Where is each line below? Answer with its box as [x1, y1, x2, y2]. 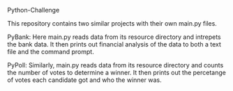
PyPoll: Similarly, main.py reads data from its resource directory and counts [7, 61, 224, 69]
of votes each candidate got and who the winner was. [7, 76, 162, 84]
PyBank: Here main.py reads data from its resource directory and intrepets [7, 33, 221, 41]
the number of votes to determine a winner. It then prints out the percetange [7, 69, 227, 76]
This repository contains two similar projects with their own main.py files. [7, 19, 218, 27]
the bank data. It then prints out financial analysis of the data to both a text [7, 40, 222, 48]
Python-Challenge [7, 6, 60, 14]
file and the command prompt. [7, 48, 94, 56]
